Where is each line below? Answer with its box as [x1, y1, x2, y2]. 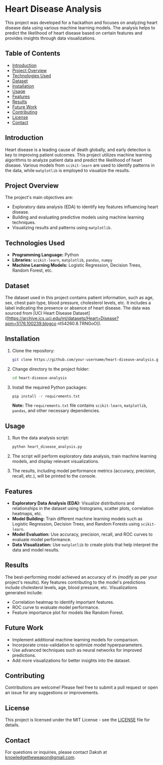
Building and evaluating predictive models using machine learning [12, 214, 145, 220]
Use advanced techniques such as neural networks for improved [12, 647, 142, 653]
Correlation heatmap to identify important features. [12, 599, 114, 605]
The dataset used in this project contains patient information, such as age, [5, 295, 154, 300]
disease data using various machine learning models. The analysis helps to [5, 24, 156, 30]
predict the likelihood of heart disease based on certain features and [5, 30, 143, 36]
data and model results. [12, 546, 60, 553]
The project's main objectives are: [5, 195, 73, 200]
